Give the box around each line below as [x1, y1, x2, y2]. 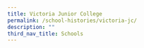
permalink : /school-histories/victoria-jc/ [7, 17, 138, 24]
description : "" [7, 23, 55, 30]
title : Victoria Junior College [7, 10, 102, 18]
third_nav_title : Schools [7, 30, 83, 37]
